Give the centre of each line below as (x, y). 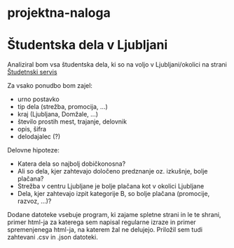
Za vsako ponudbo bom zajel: (50, 86)
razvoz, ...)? (34, 201)
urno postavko (38, 99)
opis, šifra (32, 129)
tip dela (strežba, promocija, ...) (63, 107)
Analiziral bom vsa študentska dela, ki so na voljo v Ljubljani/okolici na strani (117, 65)
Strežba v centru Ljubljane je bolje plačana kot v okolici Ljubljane (111, 186)
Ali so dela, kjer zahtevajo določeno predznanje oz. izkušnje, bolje (112, 171)
